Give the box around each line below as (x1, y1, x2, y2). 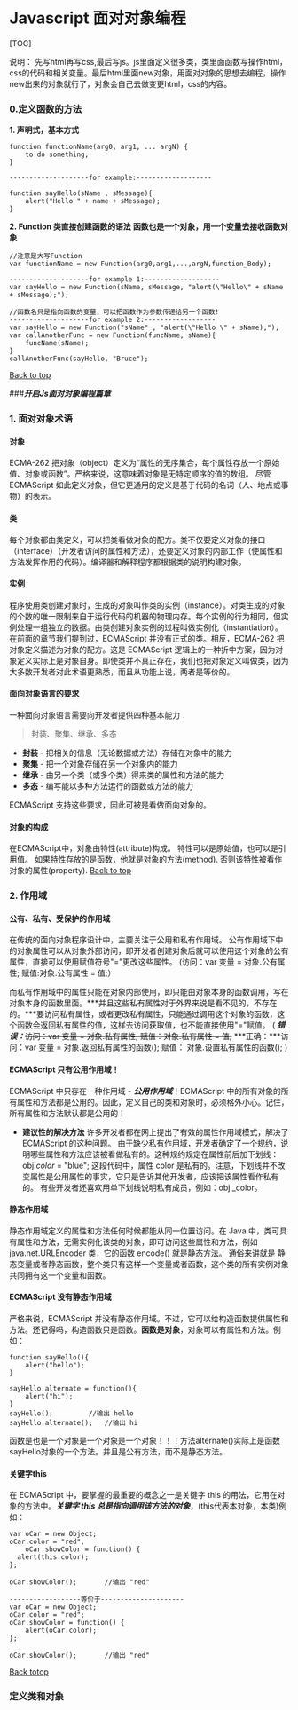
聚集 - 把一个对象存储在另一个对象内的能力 (21, 758, 179, 768)
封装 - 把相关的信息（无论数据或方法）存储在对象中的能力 (21, 747, 233, 758)
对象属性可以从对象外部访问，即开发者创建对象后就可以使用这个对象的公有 (16, 946, 289, 957)
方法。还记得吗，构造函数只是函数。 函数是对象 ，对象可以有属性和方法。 (9, 1324, 273, 1335)
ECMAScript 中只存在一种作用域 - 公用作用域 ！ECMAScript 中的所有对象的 (9, 1085, 281, 1096)
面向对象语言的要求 (9, 689, 80, 699)
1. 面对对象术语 (9, 413, 74, 425)
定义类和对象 (9, 1690, 65, 1703)
